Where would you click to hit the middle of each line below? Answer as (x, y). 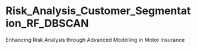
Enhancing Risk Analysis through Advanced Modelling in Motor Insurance (95, 40)
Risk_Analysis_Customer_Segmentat (98, 11)
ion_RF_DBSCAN (47, 23)
